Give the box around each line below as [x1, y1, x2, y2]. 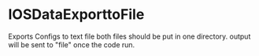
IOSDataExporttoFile [8, 6, 145, 24]
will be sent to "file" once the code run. [8, 39, 135, 49]
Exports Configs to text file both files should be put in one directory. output [8, 32, 251, 41]
